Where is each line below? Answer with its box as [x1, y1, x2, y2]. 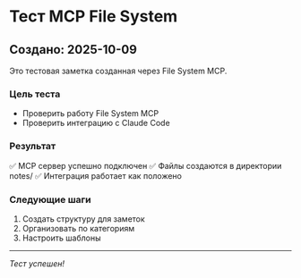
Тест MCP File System [9, 6, 178, 27]
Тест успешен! [9, 257, 65, 269]
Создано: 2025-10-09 [9, 42, 137, 57]
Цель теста [9, 88, 61, 100]
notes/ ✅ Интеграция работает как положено [9, 170, 182, 181]
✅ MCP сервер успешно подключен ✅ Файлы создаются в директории [9, 160, 282, 171]
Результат [9, 140, 56, 153]
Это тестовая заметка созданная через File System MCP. [9, 65, 228, 76]
